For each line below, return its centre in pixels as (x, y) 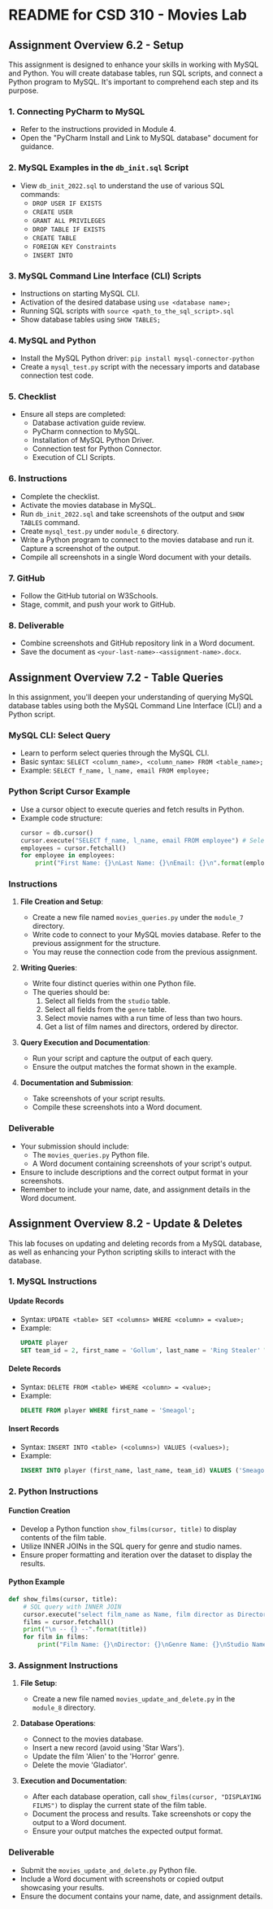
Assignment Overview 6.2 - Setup (96, 45)
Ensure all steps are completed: (73, 414)
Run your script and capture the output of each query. (123, 1058)
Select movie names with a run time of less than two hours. (143, 1018)
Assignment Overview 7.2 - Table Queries (116, 677)
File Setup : (39, 1684)
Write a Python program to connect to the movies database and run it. (137, 540)
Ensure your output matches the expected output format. (128, 1831)
